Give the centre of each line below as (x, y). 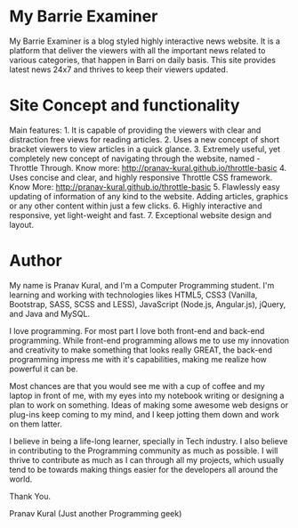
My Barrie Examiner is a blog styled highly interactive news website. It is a (145, 41)
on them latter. (36, 424)
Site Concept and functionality (125, 106)
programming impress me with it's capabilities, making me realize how (138, 359)
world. (21, 479)
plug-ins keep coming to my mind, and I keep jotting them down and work (145, 414)
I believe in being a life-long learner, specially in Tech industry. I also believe (149, 441)
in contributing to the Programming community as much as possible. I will (144, 451)
